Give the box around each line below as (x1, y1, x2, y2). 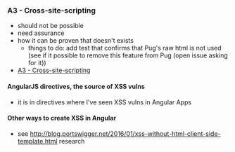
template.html (17, 137, 58, 145)
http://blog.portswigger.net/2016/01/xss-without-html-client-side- (30, 129, 221, 138)
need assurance (17, 29, 65, 37)
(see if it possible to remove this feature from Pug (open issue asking (27, 51, 229, 60)
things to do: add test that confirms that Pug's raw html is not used (27, 44, 222, 53)
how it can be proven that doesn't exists (17, 36, 134, 45)
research (58, 137, 85, 145)
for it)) (27, 59, 47, 67)
